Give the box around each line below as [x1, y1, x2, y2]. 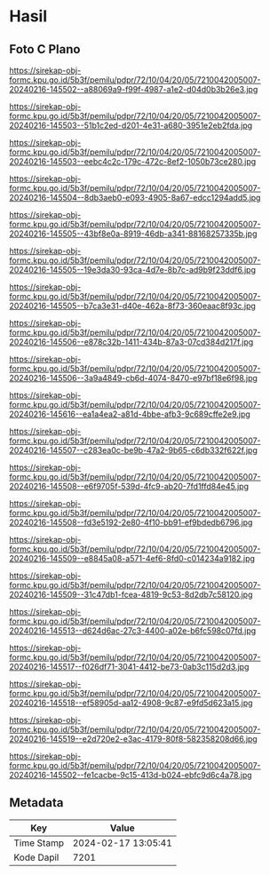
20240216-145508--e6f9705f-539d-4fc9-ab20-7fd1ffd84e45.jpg [9, 481, 250, 491]
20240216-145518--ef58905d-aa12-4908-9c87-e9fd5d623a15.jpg [9, 697, 253, 708]
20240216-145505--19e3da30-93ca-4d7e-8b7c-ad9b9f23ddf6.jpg [9, 265, 256, 274]
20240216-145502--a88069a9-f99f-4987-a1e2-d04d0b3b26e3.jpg [9, 84, 258, 94]
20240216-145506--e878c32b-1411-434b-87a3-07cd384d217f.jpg [9, 337, 254, 347]
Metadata [9, 795, 64, 810]
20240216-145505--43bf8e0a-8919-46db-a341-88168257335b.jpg [9, 228, 258, 239]
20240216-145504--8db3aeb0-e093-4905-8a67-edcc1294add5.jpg [9, 193, 261, 203]
